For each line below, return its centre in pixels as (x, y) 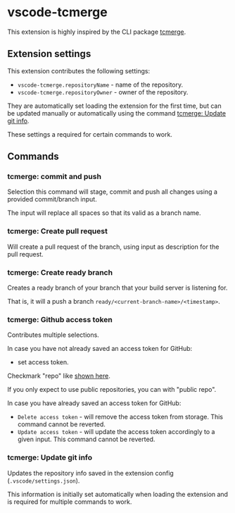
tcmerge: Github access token (60, 319)
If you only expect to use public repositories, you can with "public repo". (112, 390)
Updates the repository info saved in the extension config (90, 473)
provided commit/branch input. (52, 199)
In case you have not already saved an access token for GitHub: (100, 349)
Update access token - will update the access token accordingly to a (116, 432)
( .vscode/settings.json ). (44, 481)
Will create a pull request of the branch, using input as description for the (113, 247)
